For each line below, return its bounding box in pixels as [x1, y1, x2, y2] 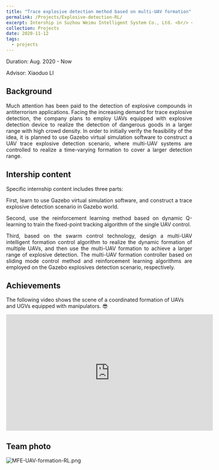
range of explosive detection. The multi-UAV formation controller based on [6, 251, 192, 258]
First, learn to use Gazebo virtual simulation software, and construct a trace [6, 196, 192, 204]
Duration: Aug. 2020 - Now [6, 57, 72, 65]
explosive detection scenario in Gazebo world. [6, 203, 119, 210]
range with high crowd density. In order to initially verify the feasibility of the [6, 127, 192, 134]
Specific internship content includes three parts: [6, 185, 123, 192]
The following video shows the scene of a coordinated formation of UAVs [6, 296, 184, 303]
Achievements [6, 280, 61, 290]
